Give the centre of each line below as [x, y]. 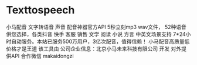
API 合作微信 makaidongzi [43, 56]
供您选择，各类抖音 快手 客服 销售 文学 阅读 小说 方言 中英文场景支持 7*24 [96, 34]
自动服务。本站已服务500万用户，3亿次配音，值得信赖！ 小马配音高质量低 [100, 41]
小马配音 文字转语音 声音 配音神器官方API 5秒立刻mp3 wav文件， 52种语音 [96, 27]
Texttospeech [40, 10]
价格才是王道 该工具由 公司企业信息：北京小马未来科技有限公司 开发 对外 [94, 48]
